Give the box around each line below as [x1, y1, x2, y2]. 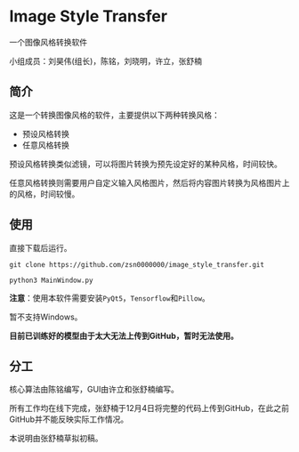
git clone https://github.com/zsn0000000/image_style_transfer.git [9, 260, 265, 269]
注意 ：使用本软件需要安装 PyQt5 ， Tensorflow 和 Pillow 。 [9, 292, 211, 303]
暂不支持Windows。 [9, 311, 83, 322]
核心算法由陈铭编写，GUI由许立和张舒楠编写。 [9, 384, 180, 395]
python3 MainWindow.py [9, 276, 93, 285]
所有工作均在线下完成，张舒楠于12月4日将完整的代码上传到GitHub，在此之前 [9, 403, 289, 414]
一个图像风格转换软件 [9, 36, 87, 47]
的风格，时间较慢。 [9, 189, 80, 199]
